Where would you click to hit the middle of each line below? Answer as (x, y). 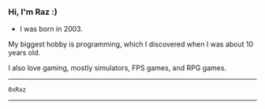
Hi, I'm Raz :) (33, 12)
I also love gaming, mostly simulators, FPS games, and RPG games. (118, 68)
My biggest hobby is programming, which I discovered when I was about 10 (131, 44)
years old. (24, 53)
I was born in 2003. (51, 29)
